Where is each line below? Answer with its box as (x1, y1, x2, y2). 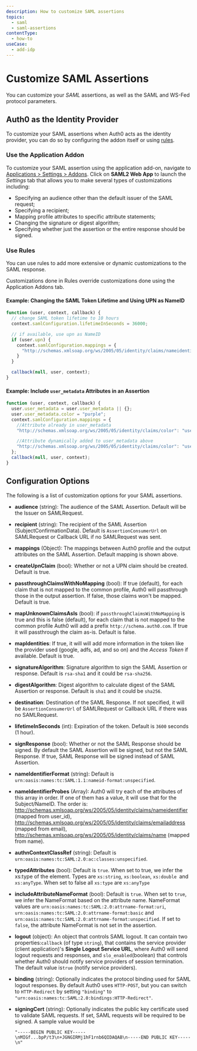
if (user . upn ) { (11, 336, 51, 343)
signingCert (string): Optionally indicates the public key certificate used (14, 1005, 189, 1012)
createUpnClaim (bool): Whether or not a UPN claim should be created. (14, 562, 188, 569)
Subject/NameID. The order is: (14, 800, 88, 807)
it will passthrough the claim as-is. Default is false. (14, 628, 137, 635)
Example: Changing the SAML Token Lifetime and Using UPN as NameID (6, 297, 185, 304)
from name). (14, 838, 45, 845)
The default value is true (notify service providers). (14, 964, 137, 971)
